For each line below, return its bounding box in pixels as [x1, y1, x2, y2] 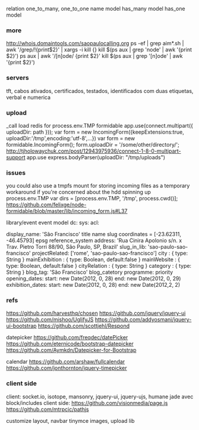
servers [6, 74, 29, 82]
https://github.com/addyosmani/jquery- [94, 316, 192, 323]
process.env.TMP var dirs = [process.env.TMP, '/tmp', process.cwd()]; [6, 195, 178, 202]
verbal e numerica [6, 94, 51, 101]
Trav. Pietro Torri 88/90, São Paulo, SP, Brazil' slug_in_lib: [6, 243, 147, 250]
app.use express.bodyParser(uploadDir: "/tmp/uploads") [26, 153, 165, 160]
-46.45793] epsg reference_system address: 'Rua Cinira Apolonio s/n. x [6, 237, 182, 244]
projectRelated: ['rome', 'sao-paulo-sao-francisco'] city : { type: [31, 250, 188, 257]
